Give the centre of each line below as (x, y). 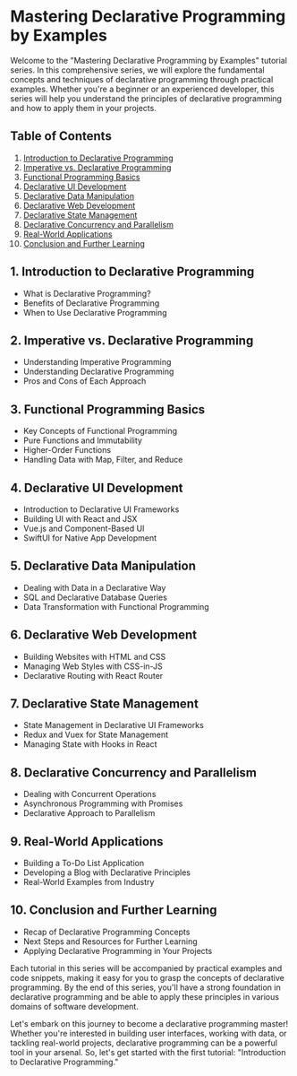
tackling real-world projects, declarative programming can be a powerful (144, 1043)
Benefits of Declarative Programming (91, 303)
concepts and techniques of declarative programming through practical (142, 79)
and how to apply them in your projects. (84, 108)
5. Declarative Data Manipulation (103, 566)
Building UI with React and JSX (80, 519)
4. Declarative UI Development (97, 487)
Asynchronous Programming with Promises (103, 803)
